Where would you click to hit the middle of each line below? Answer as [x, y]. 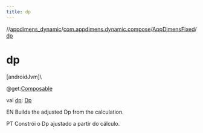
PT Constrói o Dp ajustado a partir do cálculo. [63, 123]
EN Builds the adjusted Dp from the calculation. [65, 112]
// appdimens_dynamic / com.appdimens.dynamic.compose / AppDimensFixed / [102, 29]
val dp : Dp [19, 100]
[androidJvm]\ [24, 77]
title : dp [19, 12]
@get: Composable [30, 88]
